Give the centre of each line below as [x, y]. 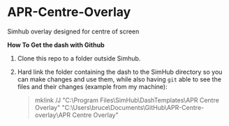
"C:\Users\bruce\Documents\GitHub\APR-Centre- [133, 107]
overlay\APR [53, 115]
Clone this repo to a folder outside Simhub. [79, 58]
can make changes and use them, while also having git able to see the [119, 79]
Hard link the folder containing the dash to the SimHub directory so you [120, 72]
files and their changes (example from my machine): [92, 86]
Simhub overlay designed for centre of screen [73, 31]
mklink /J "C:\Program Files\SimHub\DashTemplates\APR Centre [127, 100]
